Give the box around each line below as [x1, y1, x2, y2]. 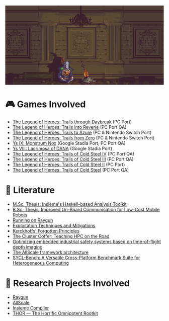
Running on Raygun [12, 217, 53, 223]
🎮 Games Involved [5, 99, 86, 110]
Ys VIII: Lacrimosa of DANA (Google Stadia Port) [12, 145, 113, 151]
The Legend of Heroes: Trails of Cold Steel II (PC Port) [12, 162, 125, 168]
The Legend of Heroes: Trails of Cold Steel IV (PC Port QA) [12, 150, 135, 156]
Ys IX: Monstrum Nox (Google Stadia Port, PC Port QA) [12, 140, 126, 146]
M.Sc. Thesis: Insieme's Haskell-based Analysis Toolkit [12, 201, 127, 207]
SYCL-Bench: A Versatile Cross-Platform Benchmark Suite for [12, 255, 140, 261]
